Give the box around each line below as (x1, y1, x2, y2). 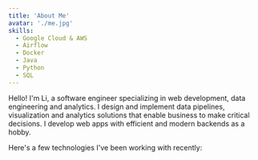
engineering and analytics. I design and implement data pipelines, (8, 102, 225, 111)
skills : (8, 26, 34, 34)
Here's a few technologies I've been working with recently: (8, 142, 203, 152)
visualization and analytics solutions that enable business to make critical (8, 110, 250, 120)
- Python (15, 64, 45, 72)
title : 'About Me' (8, 11, 70, 20)
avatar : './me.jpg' (8, 19, 74, 27)
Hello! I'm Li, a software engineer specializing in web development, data (8, 93, 246, 102)
